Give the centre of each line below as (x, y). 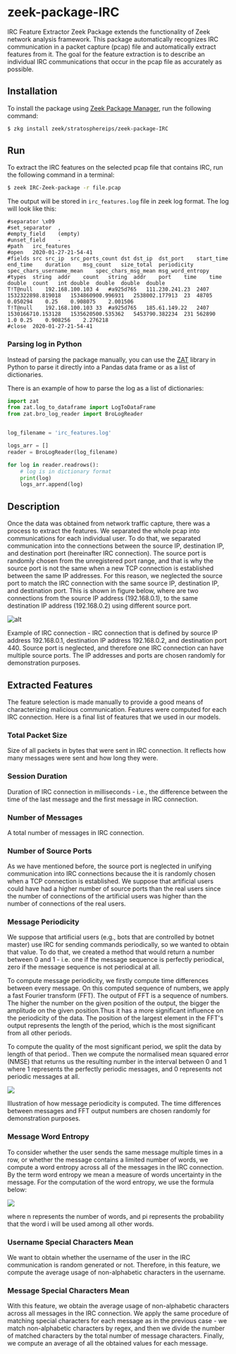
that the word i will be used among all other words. (81, 1224)
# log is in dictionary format (66, 471)
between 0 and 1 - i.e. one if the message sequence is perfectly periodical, (116, 960)
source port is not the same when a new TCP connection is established (111, 568)
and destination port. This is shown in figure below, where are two (103, 591)
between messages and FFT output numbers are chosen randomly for (109, 1111)
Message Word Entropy (48, 1136)
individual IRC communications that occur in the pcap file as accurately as (115, 61)
